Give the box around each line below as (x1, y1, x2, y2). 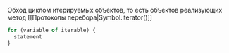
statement (13, 33, 42, 40)
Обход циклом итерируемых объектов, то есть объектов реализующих (7, 6, 223, 14)
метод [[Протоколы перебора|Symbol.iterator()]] (7, 13, 153, 22)
